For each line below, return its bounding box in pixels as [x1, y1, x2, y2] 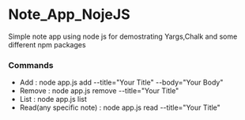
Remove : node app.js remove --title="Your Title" [19, 86, 179, 96]
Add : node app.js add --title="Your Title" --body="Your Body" [19, 77, 224, 88]
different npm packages [8, 39, 86, 49]
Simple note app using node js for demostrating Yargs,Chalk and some [8, 32, 238, 41]
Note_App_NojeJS [8, 6, 130, 24]
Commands [8, 59, 54, 70]
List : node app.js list [19, 95, 87, 104]
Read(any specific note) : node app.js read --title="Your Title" [19, 103, 221, 112]
